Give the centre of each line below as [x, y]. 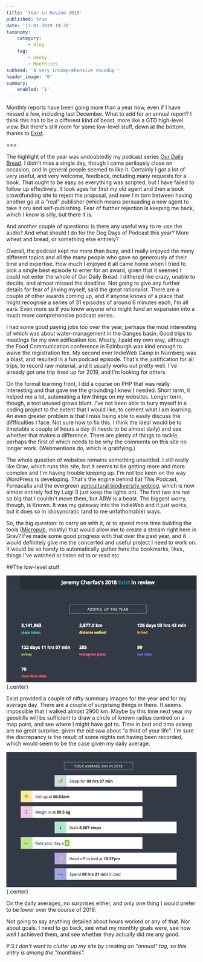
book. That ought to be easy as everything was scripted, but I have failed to [100, 182]
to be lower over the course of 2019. [51, 910]
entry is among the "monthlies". [46, 953]
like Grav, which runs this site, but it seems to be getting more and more [96, 466]
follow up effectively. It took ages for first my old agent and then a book [95, 189]
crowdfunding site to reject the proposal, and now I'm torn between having [99, 195]
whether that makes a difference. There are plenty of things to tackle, [93, 436]
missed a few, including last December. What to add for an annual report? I [99, 114]
